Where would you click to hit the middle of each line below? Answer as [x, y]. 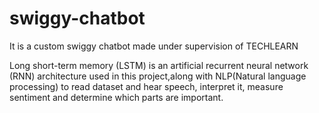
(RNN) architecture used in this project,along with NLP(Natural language [158, 76]
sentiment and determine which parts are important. [116, 97]
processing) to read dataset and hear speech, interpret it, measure [146, 86]
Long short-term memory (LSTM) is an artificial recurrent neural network [159, 65]
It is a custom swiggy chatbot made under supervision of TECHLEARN [154, 46]
